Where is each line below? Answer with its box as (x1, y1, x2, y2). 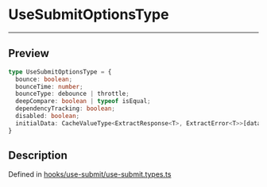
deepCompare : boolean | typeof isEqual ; (15, 97, 151, 105)
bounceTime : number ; (15, 82, 83, 90)
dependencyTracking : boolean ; (15, 105, 115, 113)
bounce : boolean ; (15, 75, 73, 83)
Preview (8, 47, 50, 60)
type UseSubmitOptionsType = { (8, 67, 112, 76)
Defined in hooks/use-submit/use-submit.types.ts (8, 170, 172, 179)
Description (8, 149, 68, 162)
